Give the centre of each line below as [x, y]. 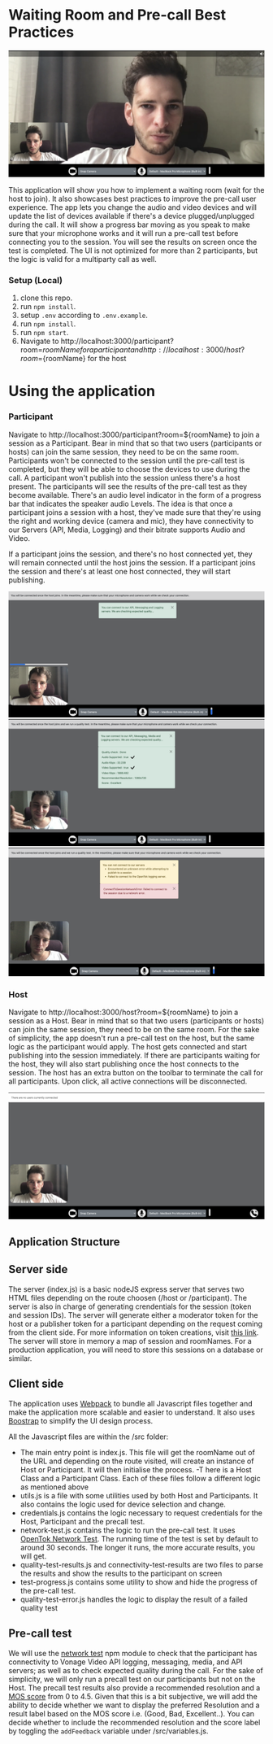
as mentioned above [54, 1487]
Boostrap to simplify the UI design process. [81, 1420]
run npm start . [44, 333]
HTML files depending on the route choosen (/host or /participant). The [128, 1297]
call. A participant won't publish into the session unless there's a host [125, 477]
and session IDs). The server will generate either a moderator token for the [133, 1315]
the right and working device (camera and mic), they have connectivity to [131, 521]
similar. [20, 1358]
